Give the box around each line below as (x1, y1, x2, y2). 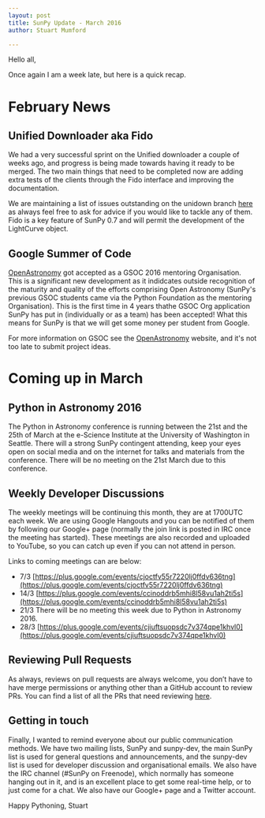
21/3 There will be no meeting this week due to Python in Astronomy (19, 606, 242, 614)
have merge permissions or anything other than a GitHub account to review (8, 682, 253, 692)
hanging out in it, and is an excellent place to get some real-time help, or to (8, 777, 252, 786)
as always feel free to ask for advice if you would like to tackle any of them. (8, 207, 253, 217)
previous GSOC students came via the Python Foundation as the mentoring (8, 293, 252, 302)
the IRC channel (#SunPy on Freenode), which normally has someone (8, 768, 234, 778)
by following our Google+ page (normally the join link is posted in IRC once (8, 524, 252, 534)
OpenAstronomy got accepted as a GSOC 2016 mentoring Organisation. (8, 268, 242, 277)
